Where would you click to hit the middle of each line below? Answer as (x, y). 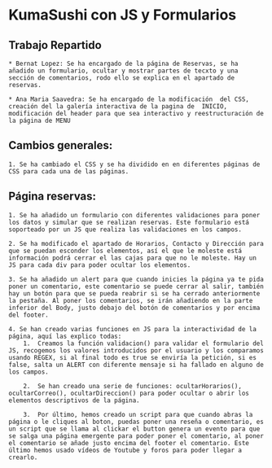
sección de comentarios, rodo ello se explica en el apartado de (121, 78)
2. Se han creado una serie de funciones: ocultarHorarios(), (133, 386)
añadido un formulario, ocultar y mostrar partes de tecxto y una (123, 71)
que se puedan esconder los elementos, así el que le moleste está (125, 251)
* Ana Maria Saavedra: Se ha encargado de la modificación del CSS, (129, 99)
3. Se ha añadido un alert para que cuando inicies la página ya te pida (136, 279)
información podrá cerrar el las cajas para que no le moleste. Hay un (132, 258)
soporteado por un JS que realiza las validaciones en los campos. (125, 230)
